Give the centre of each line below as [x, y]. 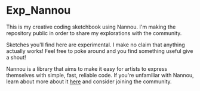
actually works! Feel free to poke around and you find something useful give [100, 51]
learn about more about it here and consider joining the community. [89, 81]
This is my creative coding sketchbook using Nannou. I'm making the [91, 27]
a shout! [16, 57]
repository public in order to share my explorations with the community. [94, 33]
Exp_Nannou [39, 10]
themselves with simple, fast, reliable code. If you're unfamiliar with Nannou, [100, 75]
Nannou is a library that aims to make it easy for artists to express [87, 68]
